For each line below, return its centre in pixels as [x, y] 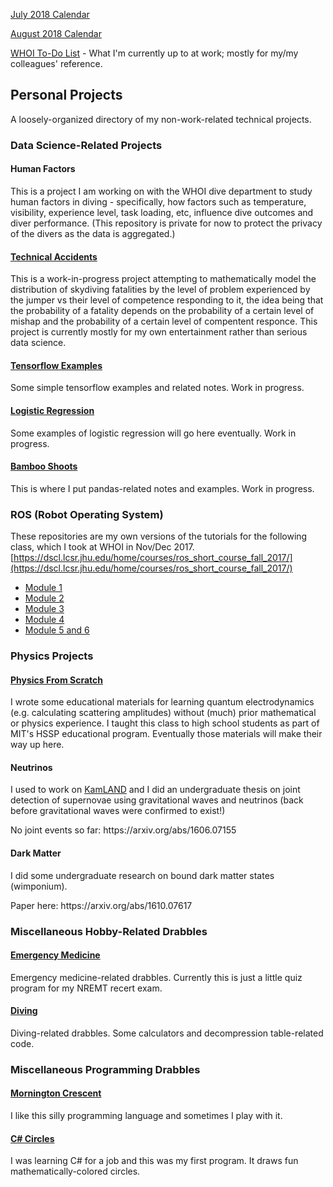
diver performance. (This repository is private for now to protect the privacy [166, 223]
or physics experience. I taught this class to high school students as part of [165, 723]
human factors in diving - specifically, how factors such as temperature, [158, 201]
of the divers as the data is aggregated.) [93, 233]
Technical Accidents [54, 256]
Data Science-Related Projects [86, 145]
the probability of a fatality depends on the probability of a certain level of [162, 311]
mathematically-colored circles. [75, 1171]
